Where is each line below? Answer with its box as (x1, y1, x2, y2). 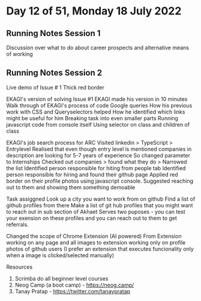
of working (6, 50, 33, 58)
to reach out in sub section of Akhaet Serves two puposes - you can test (6, 208, 186, 215)
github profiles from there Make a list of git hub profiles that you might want (6, 201, 193, 208)
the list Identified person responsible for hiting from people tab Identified (6, 164, 186, 172)
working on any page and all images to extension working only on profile (6, 239, 186, 246)
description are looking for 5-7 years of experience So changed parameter (6, 151, 191, 159)
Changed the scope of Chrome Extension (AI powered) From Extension (6, 233, 182, 240)
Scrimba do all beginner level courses (14, 275, 109, 282)
